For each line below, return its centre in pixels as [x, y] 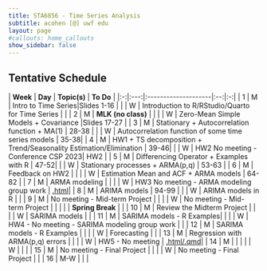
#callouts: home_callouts [51, 38]
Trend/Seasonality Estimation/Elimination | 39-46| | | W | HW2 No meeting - [133, 148]
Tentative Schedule [58, 78]
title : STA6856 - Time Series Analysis [75, 16]
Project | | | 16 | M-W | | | [49, 258]
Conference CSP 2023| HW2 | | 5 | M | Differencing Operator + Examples [128, 156]
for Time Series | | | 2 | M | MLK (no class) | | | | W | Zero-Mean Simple [124, 114]
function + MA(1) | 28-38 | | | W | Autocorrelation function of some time [126, 131]
